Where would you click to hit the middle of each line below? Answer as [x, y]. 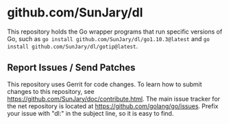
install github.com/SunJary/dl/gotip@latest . [73, 46]
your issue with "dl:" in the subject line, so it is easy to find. [91, 113]
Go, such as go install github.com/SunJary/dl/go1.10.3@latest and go [109, 38]
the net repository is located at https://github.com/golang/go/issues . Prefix [113, 106]
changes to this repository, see [51, 91]
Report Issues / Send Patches [71, 67]
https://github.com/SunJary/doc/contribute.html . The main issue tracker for [114, 99]
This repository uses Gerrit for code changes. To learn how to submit [105, 84]
